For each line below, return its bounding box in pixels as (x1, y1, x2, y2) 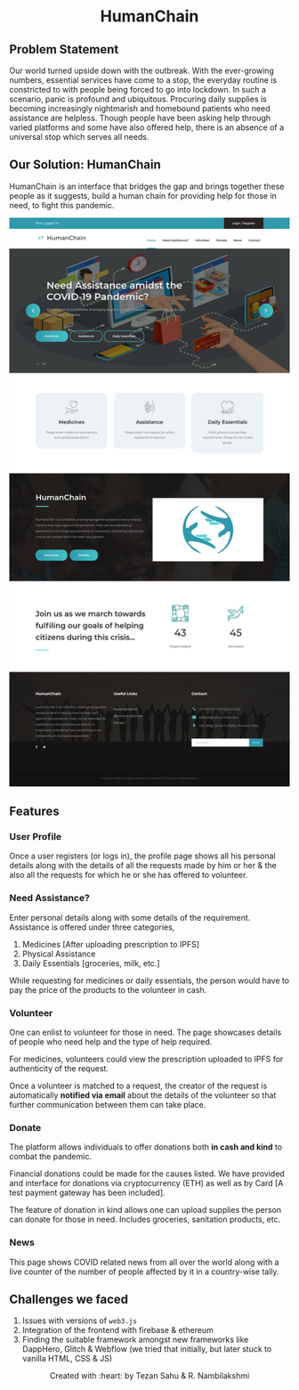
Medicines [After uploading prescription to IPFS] (21, 939, 200, 949)
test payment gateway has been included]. (9, 1187, 166, 1199)
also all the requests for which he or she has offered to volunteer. (9, 870, 248, 881)
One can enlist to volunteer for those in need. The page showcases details (9, 1027, 282, 1038)
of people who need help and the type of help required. (9, 1036, 213, 1047)
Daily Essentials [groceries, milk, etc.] (21, 957, 160, 968)
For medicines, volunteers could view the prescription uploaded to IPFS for (9, 1053, 284, 1065)
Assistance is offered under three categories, (9, 922, 175, 932)
